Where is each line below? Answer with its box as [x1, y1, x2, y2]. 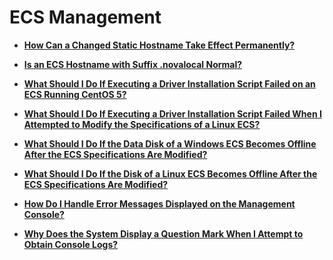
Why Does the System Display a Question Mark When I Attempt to [23, 227, 304, 240]
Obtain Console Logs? [23, 238, 119, 250]
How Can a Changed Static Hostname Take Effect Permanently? [23, 39, 296, 51]
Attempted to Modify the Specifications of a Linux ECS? [23, 118, 261, 130]
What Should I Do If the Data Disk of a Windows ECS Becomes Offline [23, 137, 317, 150]
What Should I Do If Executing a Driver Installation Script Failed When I [23, 107, 322, 120]
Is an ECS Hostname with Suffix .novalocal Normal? [23, 58, 243, 70]
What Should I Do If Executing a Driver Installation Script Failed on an [23, 77, 316, 90]
